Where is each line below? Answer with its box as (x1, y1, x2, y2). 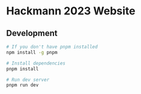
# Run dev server (6, 77, 50, 83)
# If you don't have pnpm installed (6, 44, 98, 50)
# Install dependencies (6, 60, 66, 66)
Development (6, 28, 58, 38)
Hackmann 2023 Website (6, 4, 136, 18)
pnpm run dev (6, 82, 39, 88)
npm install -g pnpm (6, 49, 58, 55)
